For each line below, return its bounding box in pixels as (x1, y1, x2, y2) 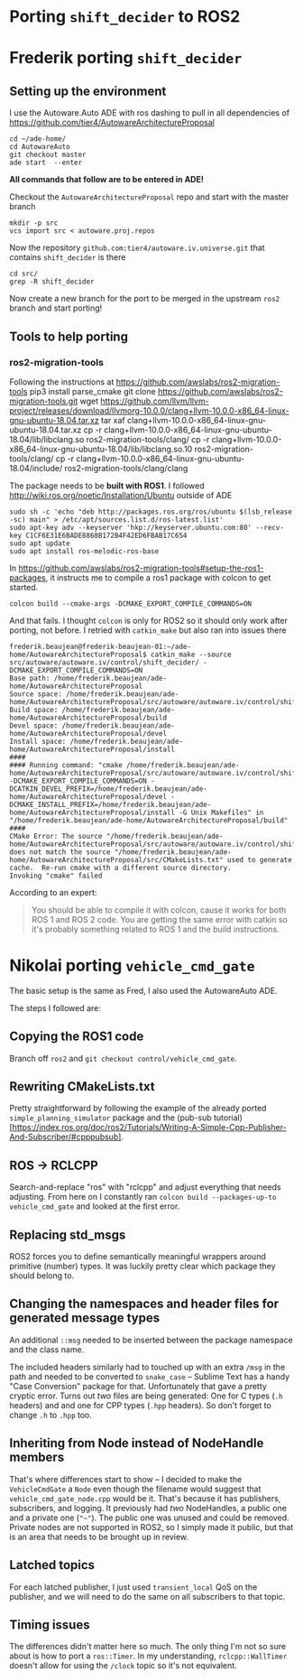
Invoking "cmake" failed (9, 871, 103, 880)
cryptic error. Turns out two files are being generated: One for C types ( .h (9, 1390, 283, 1401)
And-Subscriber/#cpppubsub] (9, 1131, 122, 1143)
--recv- (255, 523, 284, 532)
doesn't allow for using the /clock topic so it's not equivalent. (9, 1660, 237, 1671)
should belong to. (9, 1270, 75, 1281)
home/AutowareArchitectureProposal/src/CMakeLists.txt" (9, 855, 224, 864)
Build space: (9, 705, 59, 714)
